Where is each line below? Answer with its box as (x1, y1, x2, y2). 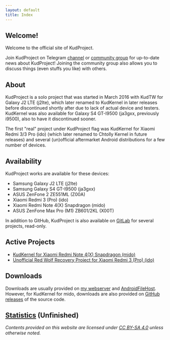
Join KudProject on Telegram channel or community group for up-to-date (5, 55, 160, 61)
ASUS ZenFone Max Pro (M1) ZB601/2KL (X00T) (12, 207, 114, 214)
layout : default (5, 7, 40, 13)
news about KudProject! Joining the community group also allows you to (5, 60, 157, 67)
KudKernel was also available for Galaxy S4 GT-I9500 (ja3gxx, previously (5, 111, 159, 117)
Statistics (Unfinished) (5, 311, 79, 320)
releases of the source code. (5, 296, 66, 302)
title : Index (5, 12, 33, 17)
